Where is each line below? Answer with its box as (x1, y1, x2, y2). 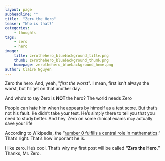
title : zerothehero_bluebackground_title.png (14, 53, 109, 58)
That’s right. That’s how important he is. (5, 135, 85, 141)
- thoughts (14, 30, 36, 35)
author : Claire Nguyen (5, 67, 52, 72)
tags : (5, 35, 16, 40)
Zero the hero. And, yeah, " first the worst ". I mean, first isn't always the (5, 80, 149, 86)
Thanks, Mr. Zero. (5, 150, 41, 156)
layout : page (5, 7, 32, 12)
